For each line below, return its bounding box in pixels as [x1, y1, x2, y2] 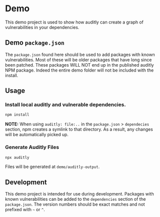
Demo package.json [5, 39, 65, 47]
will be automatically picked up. [5, 132, 69, 138]
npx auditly [5, 155, 29, 160]
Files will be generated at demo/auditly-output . [5, 164, 100, 169]
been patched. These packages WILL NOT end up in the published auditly [5, 62, 154, 68]
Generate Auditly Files [5, 144, 60, 151]
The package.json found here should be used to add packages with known [5, 51, 155, 57]
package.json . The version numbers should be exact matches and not [5, 201, 145, 207]
